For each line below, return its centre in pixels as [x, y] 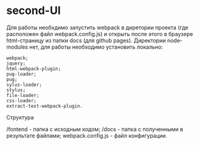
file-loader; [23, 95]
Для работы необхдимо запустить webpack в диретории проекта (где [97, 27]
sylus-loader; [24, 85]
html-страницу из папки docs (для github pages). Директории [86, 40]
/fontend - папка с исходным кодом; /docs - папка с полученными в [95, 129]
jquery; [16, 63]
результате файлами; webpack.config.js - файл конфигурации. [87, 135]
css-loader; [21, 101]
